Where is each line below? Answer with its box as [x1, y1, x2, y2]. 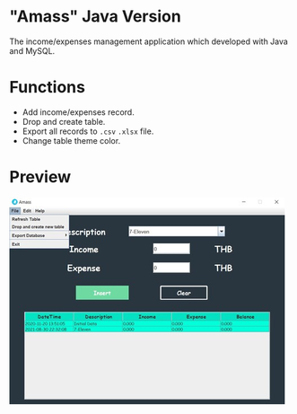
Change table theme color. [22, 135, 121, 145]
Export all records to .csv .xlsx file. [22, 126, 154, 137]
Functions [9, 77, 85, 98]
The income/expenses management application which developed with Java [9, 36, 289, 47]
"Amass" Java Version [9, 6, 181, 27]
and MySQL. [9, 45, 56, 56]
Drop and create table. [22, 116, 106, 127]
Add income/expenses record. [22, 106, 135, 118]
